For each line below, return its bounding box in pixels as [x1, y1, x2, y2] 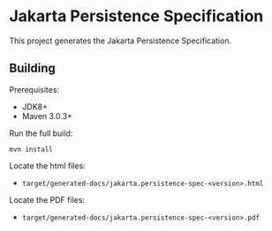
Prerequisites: [9, 84, 60, 94]
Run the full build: [9, 128, 73, 138]
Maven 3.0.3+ [21, 110, 73, 121]
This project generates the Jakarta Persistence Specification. [9, 35, 232, 46]
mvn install [9, 145, 53, 153]
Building [9, 61, 56, 76]
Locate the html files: [9, 160, 86, 171]
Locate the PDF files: [9, 194, 86, 205]
